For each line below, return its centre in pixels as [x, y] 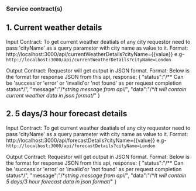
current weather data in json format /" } [53, 95]
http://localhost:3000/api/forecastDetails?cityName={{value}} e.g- [86, 140]
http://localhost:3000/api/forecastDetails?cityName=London [81, 146]
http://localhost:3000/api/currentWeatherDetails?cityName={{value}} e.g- [95, 54]
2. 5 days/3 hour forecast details [67, 114]
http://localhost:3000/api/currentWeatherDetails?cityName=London [89, 60]
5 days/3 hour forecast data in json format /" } [61, 181]
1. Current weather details [54, 28]
